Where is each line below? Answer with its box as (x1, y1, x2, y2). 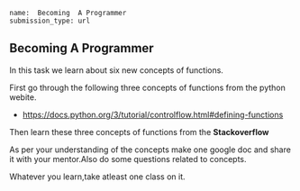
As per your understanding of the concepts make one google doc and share (9, 144, 291, 155)
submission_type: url (9, 16, 91, 25)
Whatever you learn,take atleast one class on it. (9, 171, 186, 182)
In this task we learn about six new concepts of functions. (9, 64, 223, 76)
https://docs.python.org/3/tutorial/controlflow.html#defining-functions (22, 109, 284, 120)
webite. (9, 91, 37, 103)
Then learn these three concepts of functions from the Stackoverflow (9, 126, 269, 137)
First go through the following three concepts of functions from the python (9, 82, 286, 93)
